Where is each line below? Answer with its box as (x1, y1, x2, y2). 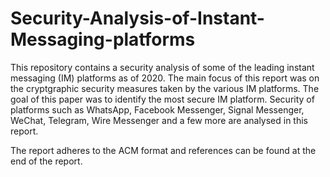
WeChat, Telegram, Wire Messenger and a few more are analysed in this (10, 114, 309, 126)
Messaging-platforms (10, 28, 196, 51)
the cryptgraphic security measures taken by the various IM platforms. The (10, 82, 320, 94)
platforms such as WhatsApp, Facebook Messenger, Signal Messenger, (10, 103, 305, 116)
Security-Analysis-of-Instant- (10, 7, 265, 30)
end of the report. (10, 155, 83, 167)
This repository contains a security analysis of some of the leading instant (10, 61, 315, 73)
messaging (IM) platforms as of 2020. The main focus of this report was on (10, 72, 320, 84)
